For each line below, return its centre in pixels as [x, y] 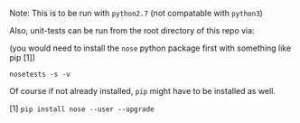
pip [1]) [23, 57]
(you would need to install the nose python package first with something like [150, 48]
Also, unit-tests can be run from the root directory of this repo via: [132, 30]
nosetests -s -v [40, 74]
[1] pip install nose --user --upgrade [82, 109]
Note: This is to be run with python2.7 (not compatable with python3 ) [136, 13]
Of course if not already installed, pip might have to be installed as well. [142, 91]
